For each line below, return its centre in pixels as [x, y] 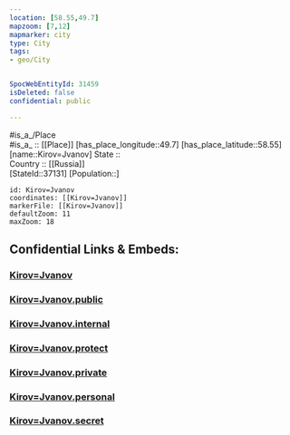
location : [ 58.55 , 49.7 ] [54, 18]
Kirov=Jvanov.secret [57, 420]
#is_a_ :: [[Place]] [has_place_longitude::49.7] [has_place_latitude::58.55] [146, 144]
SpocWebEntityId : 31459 [54, 84]
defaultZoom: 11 [40, 214]
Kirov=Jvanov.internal [60, 324]
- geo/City [30, 60]
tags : [19, 52]
